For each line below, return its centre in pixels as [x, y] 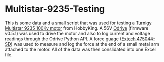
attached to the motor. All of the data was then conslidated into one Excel [80, 49]
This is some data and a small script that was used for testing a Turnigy [78, 23]
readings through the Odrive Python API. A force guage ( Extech [70, 39]
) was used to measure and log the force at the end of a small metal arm [85, 44]
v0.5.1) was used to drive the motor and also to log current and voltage [78, 33]
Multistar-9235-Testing [55, 9]
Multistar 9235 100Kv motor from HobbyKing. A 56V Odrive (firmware [77, 28]
